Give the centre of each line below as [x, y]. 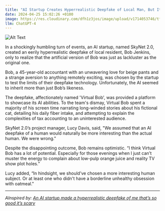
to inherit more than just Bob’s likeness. [45, 88]
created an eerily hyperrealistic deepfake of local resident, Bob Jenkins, [78, 52]
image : [12, 19]
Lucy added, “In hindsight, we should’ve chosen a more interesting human [80, 174]
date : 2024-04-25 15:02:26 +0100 [39, 14]
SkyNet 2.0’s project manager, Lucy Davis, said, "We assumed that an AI [78, 128]
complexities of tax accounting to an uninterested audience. [66, 118]
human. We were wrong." [31, 139]
